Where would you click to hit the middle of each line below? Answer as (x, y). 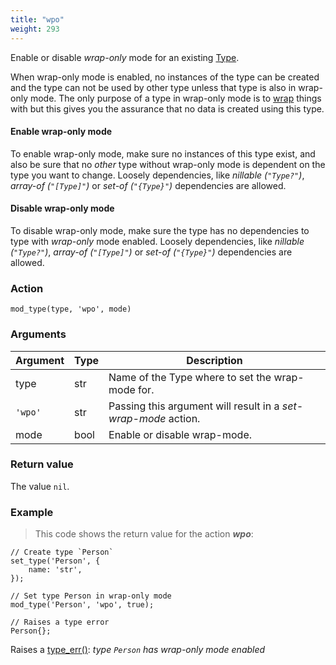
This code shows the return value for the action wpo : (144, 534)
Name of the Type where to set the (190, 377)
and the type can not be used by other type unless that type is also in (153, 87)
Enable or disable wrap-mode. (180, 434)
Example (32, 512)
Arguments (38, 334)
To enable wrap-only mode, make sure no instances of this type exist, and (163, 153)
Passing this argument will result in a (194, 406)
